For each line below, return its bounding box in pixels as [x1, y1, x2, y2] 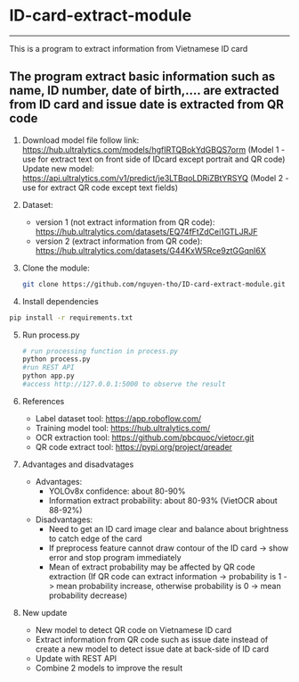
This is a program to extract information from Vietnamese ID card [9, 43, 248, 54]
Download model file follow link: [21, 135, 140, 146]
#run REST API [21, 363, 75, 372]
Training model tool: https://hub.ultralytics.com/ [35, 422, 211, 433]
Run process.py [21, 329, 80, 340]
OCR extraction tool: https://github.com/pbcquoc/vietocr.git [35, 432, 255, 443]
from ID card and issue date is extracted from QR [9, 97, 285, 112]
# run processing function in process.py [21, 346, 178, 355]
